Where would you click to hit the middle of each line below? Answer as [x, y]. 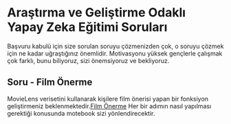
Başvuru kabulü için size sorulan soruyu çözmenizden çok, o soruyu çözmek [115, 46]
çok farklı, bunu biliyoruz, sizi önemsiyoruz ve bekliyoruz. [88, 60]
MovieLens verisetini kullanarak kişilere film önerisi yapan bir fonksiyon [108, 99]
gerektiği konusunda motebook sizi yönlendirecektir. [81, 113]
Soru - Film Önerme [50, 83]
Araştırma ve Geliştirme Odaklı [97, 13]
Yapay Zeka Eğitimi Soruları [87, 27]
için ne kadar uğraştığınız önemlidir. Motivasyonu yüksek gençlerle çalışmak [115, 53]
